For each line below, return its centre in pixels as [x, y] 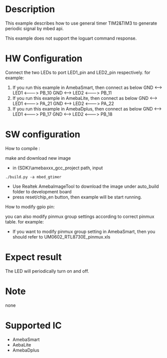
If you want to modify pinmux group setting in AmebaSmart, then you [84, 231]
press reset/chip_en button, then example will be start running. [77, 197]
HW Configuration [44, 58]
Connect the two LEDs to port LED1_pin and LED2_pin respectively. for [78, 72]
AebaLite [22, 344]
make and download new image [38, 158]
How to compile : [23, 148]
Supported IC [33, 325]
